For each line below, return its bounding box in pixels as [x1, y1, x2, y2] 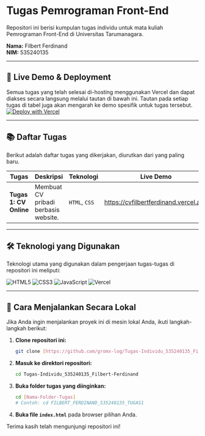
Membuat [34, 183, 62, 191]
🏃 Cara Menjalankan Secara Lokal [6, 302, 136, 312]
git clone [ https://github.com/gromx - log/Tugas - [15, 349, 142, 355]
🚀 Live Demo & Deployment [6, 72, 111, 82]
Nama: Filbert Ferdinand [6, 42, 68, 49]
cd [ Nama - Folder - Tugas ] [15, 394, 76, 400]
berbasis [34, 205, 60, 214]
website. [34, 213, 59, 222]
